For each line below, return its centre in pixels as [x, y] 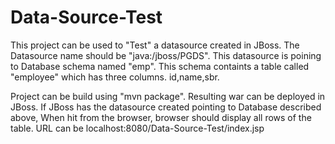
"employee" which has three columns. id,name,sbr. [115, 77]
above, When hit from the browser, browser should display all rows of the [161, 117]
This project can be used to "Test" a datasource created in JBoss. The [155, 45]
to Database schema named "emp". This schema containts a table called [160, 66]
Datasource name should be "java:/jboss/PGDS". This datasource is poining [166, 55]
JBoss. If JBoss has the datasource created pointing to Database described [166, 107]
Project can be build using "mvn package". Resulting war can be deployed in [168, 96]
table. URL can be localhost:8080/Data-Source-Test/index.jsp [137, 128]
